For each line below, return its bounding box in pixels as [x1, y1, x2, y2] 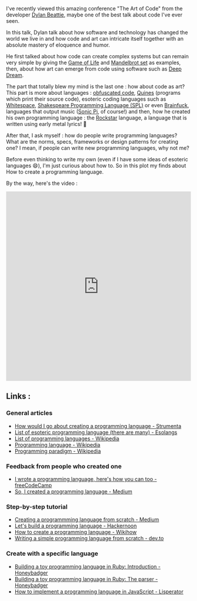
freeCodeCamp [14, 482, 52, 489]
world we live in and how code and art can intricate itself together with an [6, 35, 184, 42]
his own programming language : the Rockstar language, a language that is [6, 114, 187, 121]
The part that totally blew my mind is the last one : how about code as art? [6, 83, 185, 90]
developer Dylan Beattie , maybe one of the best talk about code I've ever [6, 11, 183, 18]
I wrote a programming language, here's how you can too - [14, 475, 157, 482]
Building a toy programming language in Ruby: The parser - [14, 575, 158, 582]
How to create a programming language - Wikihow [14, 529, 137, 536]
